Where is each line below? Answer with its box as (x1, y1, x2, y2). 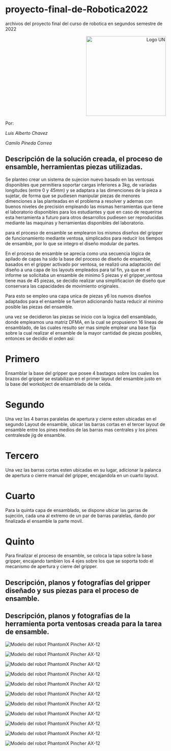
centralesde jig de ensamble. (5, 432, 66, 438)
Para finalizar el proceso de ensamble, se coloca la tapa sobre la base (5, 553, 152, 559)
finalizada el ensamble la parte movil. (5, 518, 83, 524)
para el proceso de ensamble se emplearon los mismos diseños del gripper (5, 229, 163, 236)
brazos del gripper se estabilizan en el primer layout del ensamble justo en (5, 375, 162, 382)
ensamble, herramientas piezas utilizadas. (5, 162, 143, 172)
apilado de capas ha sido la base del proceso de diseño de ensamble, (5, 255, 152, 262)
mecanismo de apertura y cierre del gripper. (5, 564, 98, 570)
